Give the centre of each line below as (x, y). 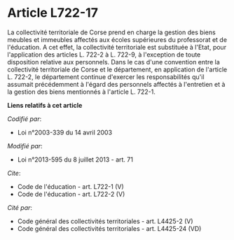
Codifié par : (25, 119)
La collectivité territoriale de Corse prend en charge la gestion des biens (111, 32)
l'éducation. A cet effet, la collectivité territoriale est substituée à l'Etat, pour (117, 47)
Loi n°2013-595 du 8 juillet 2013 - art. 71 (75, 160)
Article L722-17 (53, 13)
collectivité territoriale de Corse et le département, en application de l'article (117, 69)
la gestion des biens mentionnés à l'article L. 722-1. (82, 92)
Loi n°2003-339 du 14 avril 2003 (65, 132)
